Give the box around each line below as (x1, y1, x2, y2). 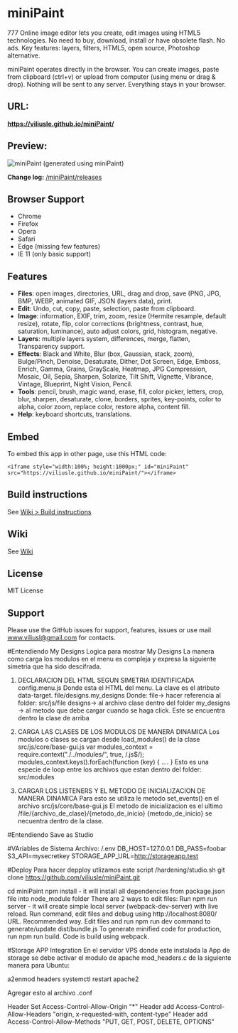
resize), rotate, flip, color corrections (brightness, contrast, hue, (17, 320, 205, 328)
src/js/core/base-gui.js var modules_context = (17, 742, 153, 751)
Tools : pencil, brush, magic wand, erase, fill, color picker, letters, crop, (17, 387, 225, 396)
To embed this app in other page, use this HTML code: (7, 450, 167, 458)
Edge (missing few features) (17, 242, 101, 251)
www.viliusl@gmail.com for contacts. (7, 634, 116, 642)
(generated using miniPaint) (43, 158, 124, 168)
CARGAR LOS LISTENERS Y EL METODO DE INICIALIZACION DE (17, 786, 206, 795)
